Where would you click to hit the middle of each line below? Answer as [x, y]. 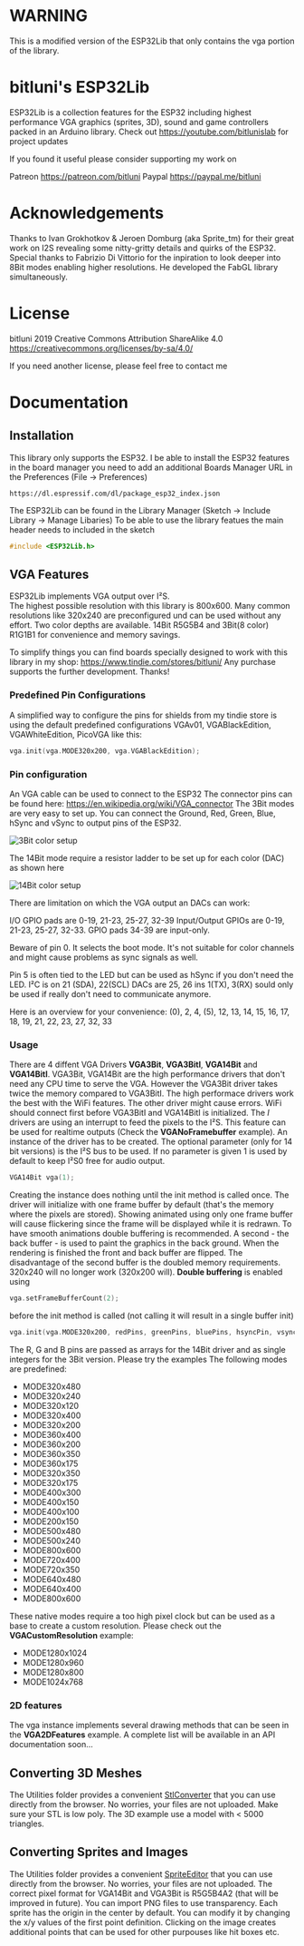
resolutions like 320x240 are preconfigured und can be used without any [146, 616]
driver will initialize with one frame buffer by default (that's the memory [142, 1205]
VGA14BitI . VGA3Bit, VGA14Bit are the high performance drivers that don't [147, 1074]
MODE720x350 [51, 1570]
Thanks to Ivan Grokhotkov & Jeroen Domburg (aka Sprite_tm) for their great [152, 238]
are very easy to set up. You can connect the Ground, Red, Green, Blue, [142, 813]
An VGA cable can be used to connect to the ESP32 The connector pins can [151, 794]
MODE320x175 [50, 1482]
